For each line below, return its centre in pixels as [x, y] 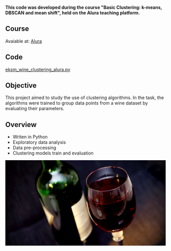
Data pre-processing [34, 148]
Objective [21, 85]
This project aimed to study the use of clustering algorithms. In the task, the [85, 98]
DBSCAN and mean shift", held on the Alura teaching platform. [73, 13]
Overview [21, 124]
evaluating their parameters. [35, 109]
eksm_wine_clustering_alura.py [38, 69]
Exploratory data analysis [39, 142]
